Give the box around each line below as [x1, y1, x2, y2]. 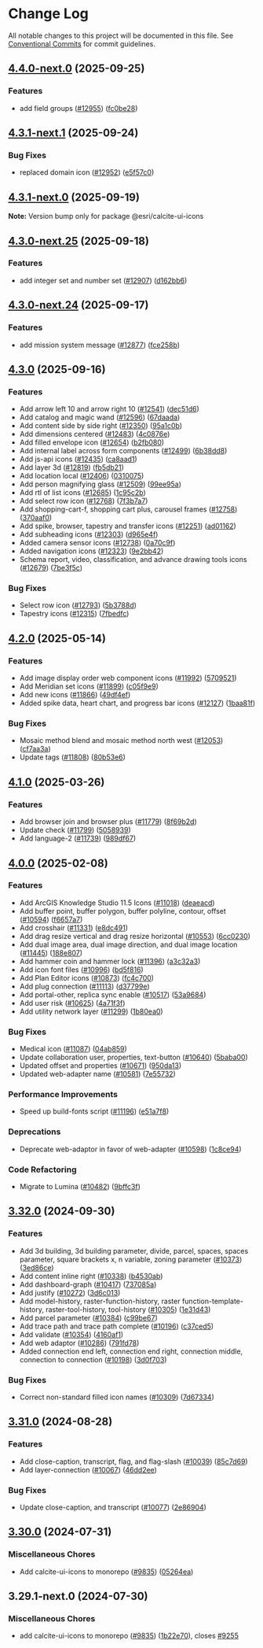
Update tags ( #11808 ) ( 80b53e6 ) [19, 752, 126, 762]
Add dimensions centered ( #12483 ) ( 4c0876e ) [19, 430, 170, 439]
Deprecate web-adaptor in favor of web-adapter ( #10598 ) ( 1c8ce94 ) [19, 1144, 242, 1154]
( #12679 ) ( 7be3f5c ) [19, 563, 83, 573]
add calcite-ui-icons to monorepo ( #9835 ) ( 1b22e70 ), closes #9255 [19, 1631, 239, 1641]
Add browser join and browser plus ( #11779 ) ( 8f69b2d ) [19, 817, 198, 826]
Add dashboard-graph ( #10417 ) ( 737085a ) [19, 1280, 157, 1289]
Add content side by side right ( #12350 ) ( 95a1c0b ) [19, 421, 183, 430]
